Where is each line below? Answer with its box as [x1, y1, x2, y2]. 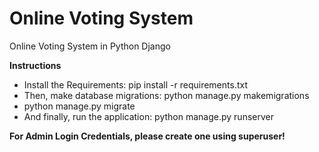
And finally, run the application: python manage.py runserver [23, 110, 274, 122]
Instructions [9, 59, 62, 71]
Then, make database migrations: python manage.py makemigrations [23, 89, 310, 101]
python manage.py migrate [23, 100, 136, 112]
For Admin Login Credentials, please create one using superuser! [9, 130, 286, 142]
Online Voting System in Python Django [9, 40, 171, 52]
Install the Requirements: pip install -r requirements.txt [23, 78, 248, 91]
